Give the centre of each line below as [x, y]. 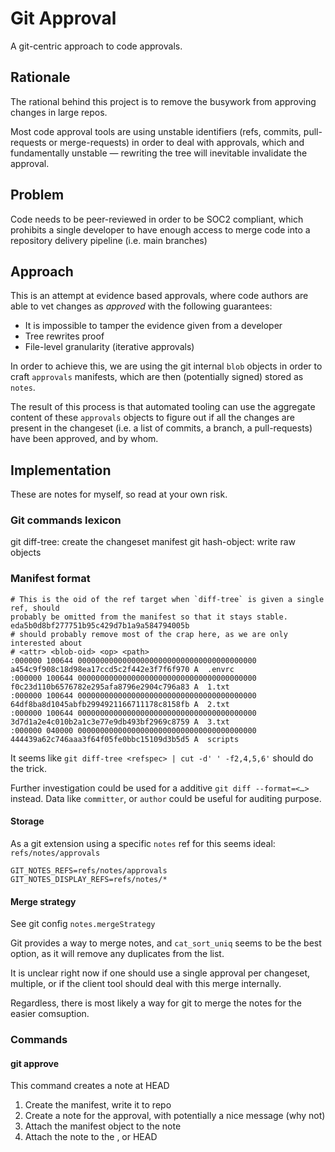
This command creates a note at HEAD [90, 1086]
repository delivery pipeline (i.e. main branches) [109, 240]
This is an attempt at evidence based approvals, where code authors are [159, 296]
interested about [46, 643]
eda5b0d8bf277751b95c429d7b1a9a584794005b [100, 625]
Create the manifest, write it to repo [98, 1105]
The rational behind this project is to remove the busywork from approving [163, 101]
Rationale [40, 77]
